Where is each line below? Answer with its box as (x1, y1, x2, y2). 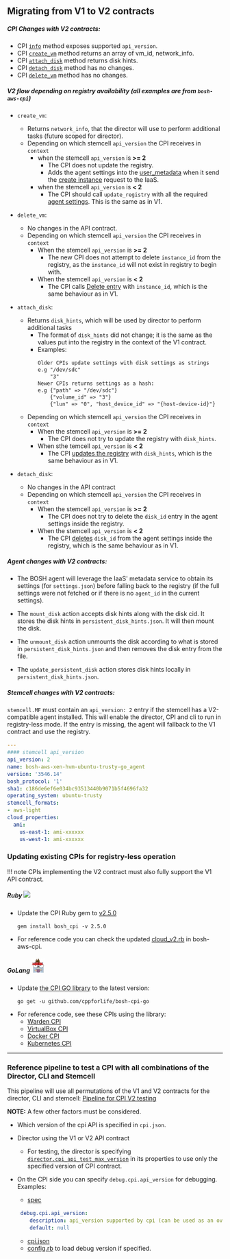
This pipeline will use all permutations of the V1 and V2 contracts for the (7, 1087, 210, 1095)
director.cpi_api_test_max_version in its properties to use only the (27, 1155, 218, 1163)
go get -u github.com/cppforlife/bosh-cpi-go (16, 998, 149, 1004)
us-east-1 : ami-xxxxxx (19, 828, 84, 836)
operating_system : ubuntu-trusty (7, 792, 103, 799)
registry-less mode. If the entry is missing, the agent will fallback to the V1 (7, 720, 216, 729)
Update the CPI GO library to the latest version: (16, 984, 150, 992)
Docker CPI (27, 1032, 60, 1040)
